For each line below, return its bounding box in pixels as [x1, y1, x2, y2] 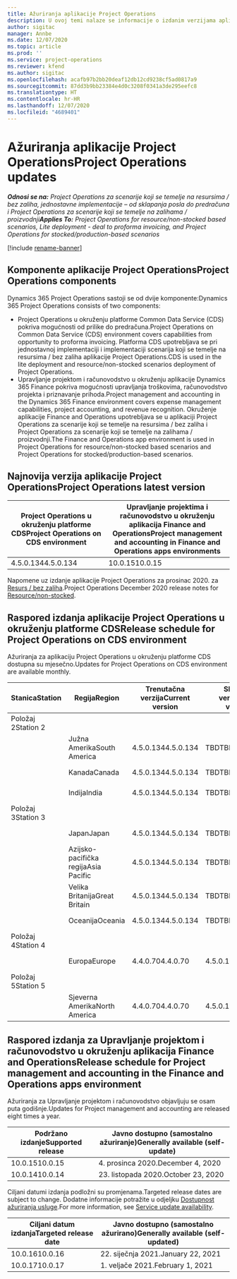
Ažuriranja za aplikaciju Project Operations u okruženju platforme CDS [7, 653, 212, 661]
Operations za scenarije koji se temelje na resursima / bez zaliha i [17, 420, 208, 428]
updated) [147, 1237, 179, 1247]
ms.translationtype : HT [7, 89, 78, 96]
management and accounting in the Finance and [7, 1067, 224, 1079]
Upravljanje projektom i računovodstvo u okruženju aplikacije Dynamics [17, 375, 226, 383]
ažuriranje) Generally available [99, 1137, 203, 1147]
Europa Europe [68, 957, 116, 966]
